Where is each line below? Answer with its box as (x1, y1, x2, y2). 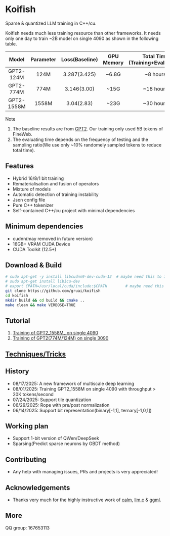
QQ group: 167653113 (5, 524, 50, 531)
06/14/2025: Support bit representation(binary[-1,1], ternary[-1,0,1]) (12, 407, 152, 413)
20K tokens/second (12, 391, 54, 397)
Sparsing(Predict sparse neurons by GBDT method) (12, 441, 120, 447)
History (5, 367, 29, 376)
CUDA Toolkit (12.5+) (12, 246, 57, 252)
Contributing (5, 455, 47, 464)
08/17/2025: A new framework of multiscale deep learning (12, 380, 135, 386)
